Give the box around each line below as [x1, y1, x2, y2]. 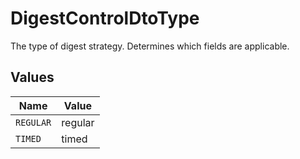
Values [10, 69, 55, 86]
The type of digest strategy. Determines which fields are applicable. [10, 40, 290, 52]
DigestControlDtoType [10, 7, 200, 30]
